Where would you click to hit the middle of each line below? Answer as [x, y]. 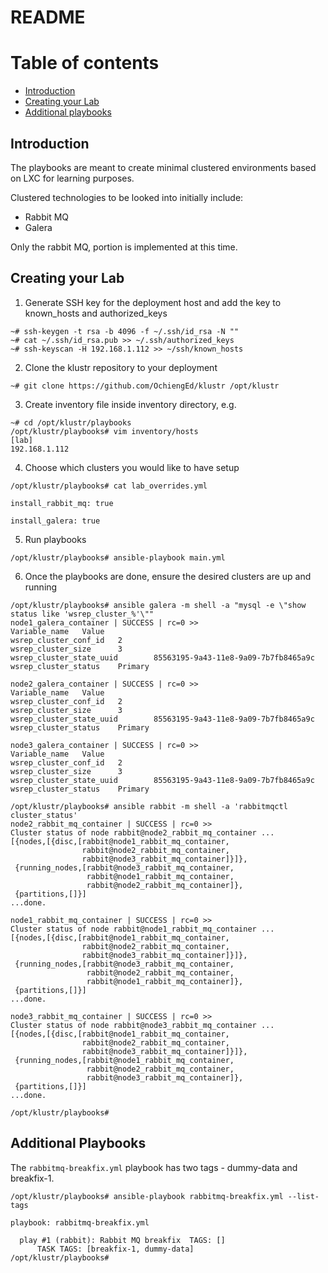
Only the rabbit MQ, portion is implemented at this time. [124, 247]
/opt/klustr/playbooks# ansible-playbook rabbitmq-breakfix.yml [147, 1196]
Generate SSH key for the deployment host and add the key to [153, 302]
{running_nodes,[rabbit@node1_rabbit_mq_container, [124, 1060]
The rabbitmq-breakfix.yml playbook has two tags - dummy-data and [154, 1167]
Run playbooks [55, 539]
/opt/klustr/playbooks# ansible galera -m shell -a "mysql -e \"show [158, 605]
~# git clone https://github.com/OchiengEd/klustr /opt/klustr [145, 386]
